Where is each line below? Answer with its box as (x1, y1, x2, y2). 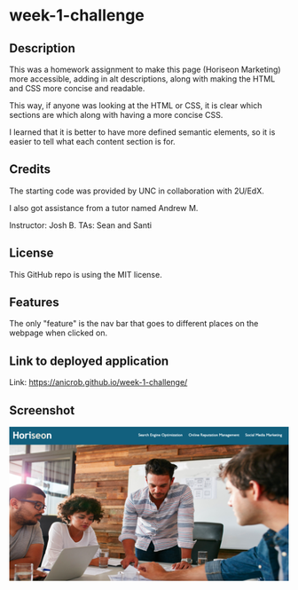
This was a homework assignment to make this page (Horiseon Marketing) (9, 64, 281, 75)
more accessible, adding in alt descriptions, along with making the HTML (9, 74, 276, 84)
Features (9, 295, 59, 311)
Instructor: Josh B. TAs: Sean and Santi (9, 219, 153, 231)
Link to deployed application (9, 353, 169, 368)
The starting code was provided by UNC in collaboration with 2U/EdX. (9, 185, 264, 196)
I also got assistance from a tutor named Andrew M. (9, 202, 199, 213)
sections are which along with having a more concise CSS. (9, 110, 223, 120)
